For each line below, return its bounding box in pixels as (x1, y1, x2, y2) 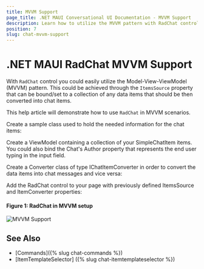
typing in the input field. (6, 152, 66, 159)
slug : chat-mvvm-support (6, 32, 69, 38)
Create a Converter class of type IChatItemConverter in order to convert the (6, 163, 196, 171)
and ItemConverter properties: (6, 188, 83, 196)
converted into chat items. (6, 97, 72, 104)
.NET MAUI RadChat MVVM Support (6, 58, 192, 72)
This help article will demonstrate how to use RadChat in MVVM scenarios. (6, 109, 191, 116)
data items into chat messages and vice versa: (6, 170, 123, 177)
